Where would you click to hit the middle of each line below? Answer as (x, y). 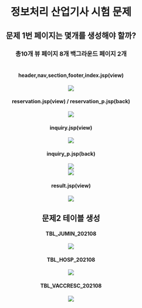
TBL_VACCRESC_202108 (71, 286)
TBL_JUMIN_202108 (71, 233)
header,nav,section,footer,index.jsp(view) (71, 75)
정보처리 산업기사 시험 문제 (71, 12)
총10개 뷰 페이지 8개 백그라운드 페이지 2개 (71, 53)
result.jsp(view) (71, 185)
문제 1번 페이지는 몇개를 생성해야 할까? (71, 35)
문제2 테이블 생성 (71, 218)
